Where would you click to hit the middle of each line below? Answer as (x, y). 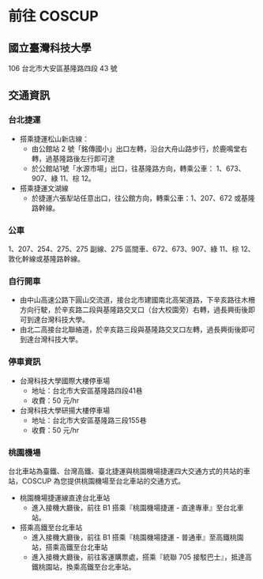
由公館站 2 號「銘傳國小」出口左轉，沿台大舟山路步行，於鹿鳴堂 (136, 149)
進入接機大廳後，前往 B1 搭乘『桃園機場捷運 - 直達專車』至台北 (134, 507)
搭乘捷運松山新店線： (54, 138)
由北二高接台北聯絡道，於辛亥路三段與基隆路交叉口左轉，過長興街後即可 (137, 329)
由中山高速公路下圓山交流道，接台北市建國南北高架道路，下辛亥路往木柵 (137, 300)
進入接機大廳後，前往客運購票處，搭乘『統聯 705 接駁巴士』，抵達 (138, 557)
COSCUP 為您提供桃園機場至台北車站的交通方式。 (103, 481)
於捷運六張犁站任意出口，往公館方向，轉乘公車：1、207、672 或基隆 (143, 197)
